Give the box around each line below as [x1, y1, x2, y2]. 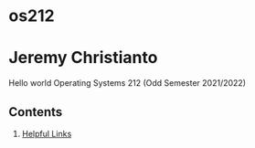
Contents [8, 104, 63, 120]
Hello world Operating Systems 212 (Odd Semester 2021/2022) [8, 78, 247, 89]
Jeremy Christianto [8, 48, 158, 69]
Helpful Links [21, 128, 72, 139]
